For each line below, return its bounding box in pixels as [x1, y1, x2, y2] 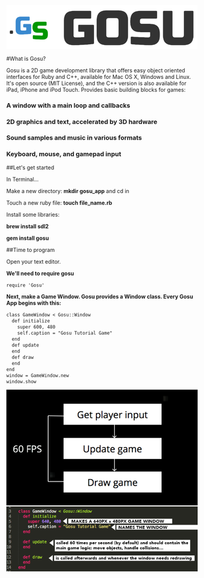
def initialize [12, 318, 50, 324]
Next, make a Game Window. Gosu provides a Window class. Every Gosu [6, 293, 193, 300]
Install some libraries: [6, 211, 59, 218]
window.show [6, 378, 36, 384]
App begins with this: [6, 299, 62, 307]
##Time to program [6, 246, 55, 253]
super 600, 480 [17, 324, 56, 330]
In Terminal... [6, 175, 39, 183]
